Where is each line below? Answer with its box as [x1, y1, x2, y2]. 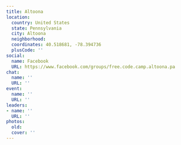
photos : [6, 119, 25, 125]
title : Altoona [6, 8, 44, 15]
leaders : [6, 102, 28, 108]
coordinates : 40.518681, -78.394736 [11, 42, 101, 48]
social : [6, 53, 25, 59]
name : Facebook [11, 58, 49, 64]
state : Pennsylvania [11, 25, 62, 31]
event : [6, 86, 22, 92]
